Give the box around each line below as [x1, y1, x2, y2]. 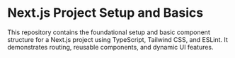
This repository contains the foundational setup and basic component [7, 28, 210, 36]
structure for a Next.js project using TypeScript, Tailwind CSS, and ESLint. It [7, 35, 229, 43]
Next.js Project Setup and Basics [7, 5, 204, 21]
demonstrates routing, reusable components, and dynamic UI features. [7, 43, 214, 51]
